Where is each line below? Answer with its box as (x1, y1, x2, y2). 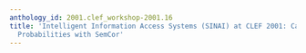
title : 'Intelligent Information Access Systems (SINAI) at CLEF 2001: (9, 22, 287, 31)
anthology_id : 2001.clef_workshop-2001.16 (9, 13, 173, 22)
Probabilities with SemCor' (17, 30, 125, 39)
